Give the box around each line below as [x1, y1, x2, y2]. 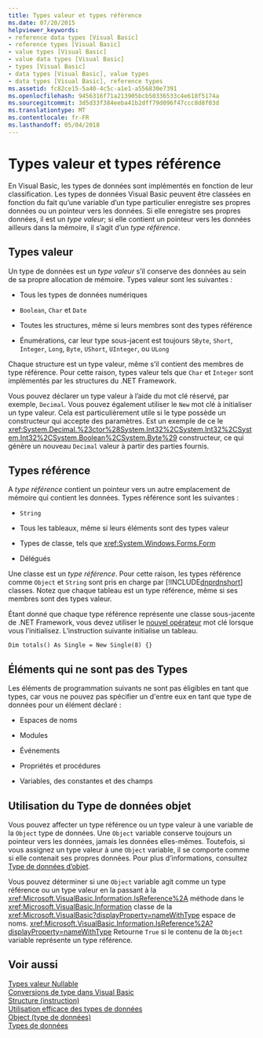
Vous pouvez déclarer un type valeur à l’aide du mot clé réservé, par [8, 391, 229, 401]
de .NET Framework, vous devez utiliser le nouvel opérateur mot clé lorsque [8, 618, 254, 627]
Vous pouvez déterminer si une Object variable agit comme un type [8, 877, 226, 886]
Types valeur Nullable [8, 979, 79, 988]
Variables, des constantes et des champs [19, 776, 153, 786]
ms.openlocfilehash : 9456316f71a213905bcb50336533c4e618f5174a [8, 92, 220, 100]
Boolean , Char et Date [19, 305, 87, 314]
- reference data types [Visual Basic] [8, 33, 139, 42]
